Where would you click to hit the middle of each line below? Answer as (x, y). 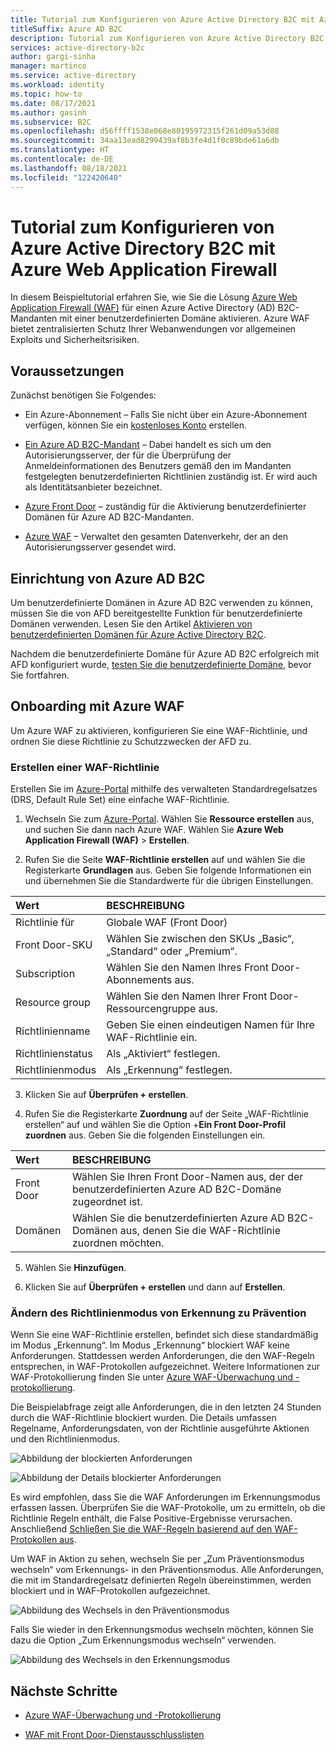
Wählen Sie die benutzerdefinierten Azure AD (178, 1218)
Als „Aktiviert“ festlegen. (163, 1054)
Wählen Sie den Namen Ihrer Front (187, 996)
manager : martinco (48, 66)
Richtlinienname (53, 1031)
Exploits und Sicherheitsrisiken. (75, 340)
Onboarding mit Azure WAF (97, 706)
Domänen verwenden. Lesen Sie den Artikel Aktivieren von (131, 624)
